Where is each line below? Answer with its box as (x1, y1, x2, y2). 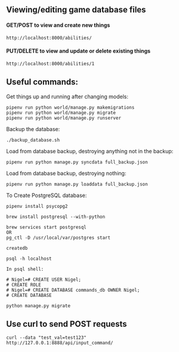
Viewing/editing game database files (6, 5, 146, 15)
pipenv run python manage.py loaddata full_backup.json (6, 181, 148, 187)
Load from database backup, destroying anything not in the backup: (6, 147, 174, 154)
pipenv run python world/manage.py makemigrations (6, 104, 135, 110)
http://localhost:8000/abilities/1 (6, 60, 95, 66)
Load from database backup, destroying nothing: (6, 169, 126, 177)
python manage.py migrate (6, 302, 70, 309)
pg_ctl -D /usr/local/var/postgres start (6, 235, 111, 241)
